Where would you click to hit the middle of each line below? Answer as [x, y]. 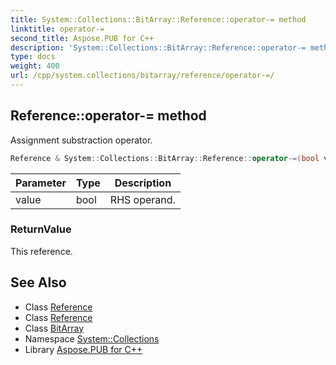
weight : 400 [35, 66]
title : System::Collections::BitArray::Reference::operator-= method [158, 19]
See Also [38, 282]
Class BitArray [54, 328]
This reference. [41, 251]
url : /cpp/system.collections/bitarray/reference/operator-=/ [142, 76]
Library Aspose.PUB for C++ [83, 349]
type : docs [33, 57]
